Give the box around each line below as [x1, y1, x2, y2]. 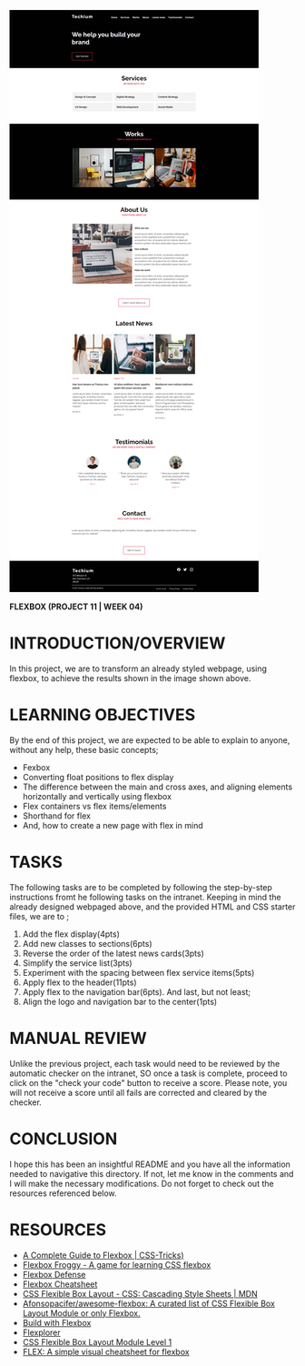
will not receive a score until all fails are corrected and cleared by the [9, 1087, 268, 1098]
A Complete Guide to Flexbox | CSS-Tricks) [22, 1250, 184, 1261]
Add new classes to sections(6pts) [22, 938, 152, 949]
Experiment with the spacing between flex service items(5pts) [22, 967, 255, 978]
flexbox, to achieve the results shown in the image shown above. [9, 672, 251, 683]
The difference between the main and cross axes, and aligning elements [22, 781, 293, 792]
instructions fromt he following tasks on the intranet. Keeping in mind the [9, 891, 281, 902]
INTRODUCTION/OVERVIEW [9, 633, 226, 654]
